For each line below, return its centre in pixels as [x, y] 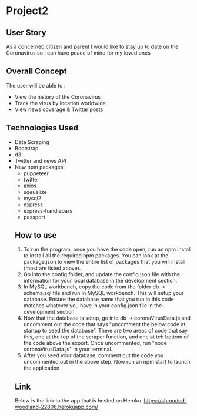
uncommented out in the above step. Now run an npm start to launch [107, 362]
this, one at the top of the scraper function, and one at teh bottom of [106, 337]
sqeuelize [35, 192]
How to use [36, 235]
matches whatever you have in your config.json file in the [93, 306]
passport [34, 217]
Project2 [27, 11]
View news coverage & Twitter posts [59, 109]
